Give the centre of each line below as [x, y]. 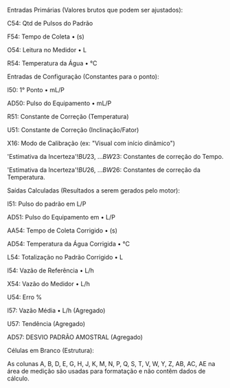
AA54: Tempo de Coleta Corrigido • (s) [62, 230]
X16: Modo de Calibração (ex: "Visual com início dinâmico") [91, 143]
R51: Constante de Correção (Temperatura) [68, 117]
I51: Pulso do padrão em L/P [47, 204]
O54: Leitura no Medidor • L [47, 50]
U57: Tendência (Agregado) [46, 324]
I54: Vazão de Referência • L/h [51, 270]
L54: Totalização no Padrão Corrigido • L [65, 257]
